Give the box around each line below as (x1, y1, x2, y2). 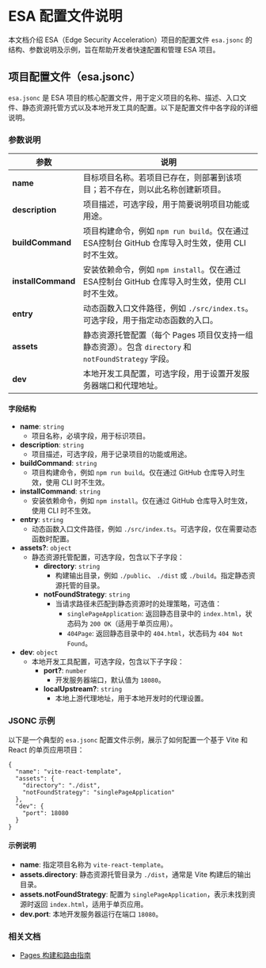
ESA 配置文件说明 (8, 7, 123, 25)
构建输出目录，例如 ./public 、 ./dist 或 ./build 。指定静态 (55, 571, 249, 581)
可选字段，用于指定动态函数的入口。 (82, 314, 218, 326)
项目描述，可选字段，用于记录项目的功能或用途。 (31, 449, 192, 459)
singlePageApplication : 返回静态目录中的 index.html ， (66, 609, 245, 619)
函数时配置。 (31, 534, 74, 543)
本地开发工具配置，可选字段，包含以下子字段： (31, 657, 184, 666)
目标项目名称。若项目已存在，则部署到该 (82, 172, 234, 183)
